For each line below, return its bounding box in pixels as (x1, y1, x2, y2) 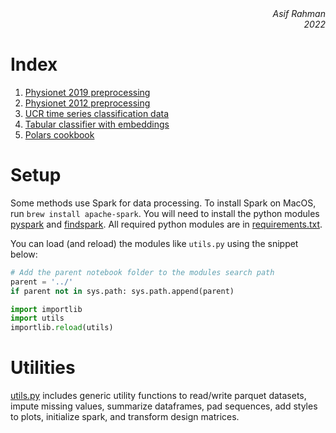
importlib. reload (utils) (10, 323, 114, 333)
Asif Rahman (272, 8, 326, 19)
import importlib (10, 304, 83, 314)
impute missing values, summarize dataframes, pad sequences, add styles (10, 400, 318, 412)
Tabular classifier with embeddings (24, 118, 170, 130)
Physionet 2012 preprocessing (24, 97, 151, 109)
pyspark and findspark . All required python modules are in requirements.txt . (10, 218, 323, 230)
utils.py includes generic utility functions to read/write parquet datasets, (10, 390, 307, 402)
